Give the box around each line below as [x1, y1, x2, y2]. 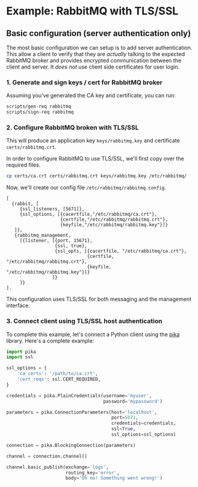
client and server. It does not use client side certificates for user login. [6, 63, 180, 70]
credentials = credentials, [111, 420, 176, 426]
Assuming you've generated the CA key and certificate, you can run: [6, 92, 176, 99]
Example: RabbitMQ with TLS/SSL [6, 4, 179, 18]
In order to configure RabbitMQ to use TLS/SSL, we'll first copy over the [6, 155, 185, 162]
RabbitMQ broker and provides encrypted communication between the [6, 57, 182, 64]
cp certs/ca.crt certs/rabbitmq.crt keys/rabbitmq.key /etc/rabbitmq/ [6, 173, 187, 179]
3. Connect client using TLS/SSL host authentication [6, 317, 162, 325]
